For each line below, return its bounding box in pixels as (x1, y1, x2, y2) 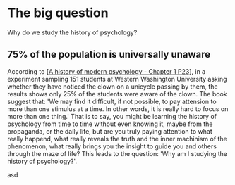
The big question (7, 5, 109, 21)
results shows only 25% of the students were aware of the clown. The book (7, 89, 227, 98)
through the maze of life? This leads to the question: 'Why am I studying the (7, 149, 228, 158)
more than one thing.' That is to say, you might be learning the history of (7, 112, 217, 120)
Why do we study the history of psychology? (7, 28, 138, 37)
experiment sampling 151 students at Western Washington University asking (7, 75, 227, 83)
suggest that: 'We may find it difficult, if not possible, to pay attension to (7, 97, 217, 106)
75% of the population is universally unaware (7, 49, 211, 60)
